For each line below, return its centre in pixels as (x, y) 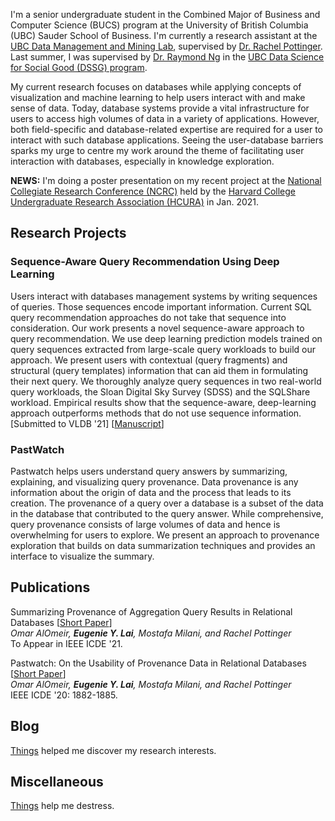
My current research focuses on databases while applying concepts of (156, 87)
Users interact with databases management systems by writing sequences (164, 296)
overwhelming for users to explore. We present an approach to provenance (165, 535)
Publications (50, 587)
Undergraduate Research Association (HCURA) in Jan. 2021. (135, 202)
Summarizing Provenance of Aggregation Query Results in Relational (151, 611)
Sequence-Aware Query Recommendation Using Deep (145, 262)
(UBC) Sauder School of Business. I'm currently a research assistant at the (164, 35)
